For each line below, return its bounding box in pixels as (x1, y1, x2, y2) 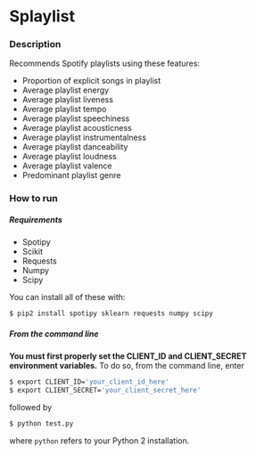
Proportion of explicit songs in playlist (21, 76, 161, 86)
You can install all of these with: (9, 292, 126, 303)
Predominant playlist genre (21, 170, 121, 181)
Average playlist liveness (21, 94, 114, 105)
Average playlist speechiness (21, 113, 130, 124)
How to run (9, 192, 58, 205)
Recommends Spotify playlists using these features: (9, 58, 201, 69)
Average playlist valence (21, 160, 112, 171)
